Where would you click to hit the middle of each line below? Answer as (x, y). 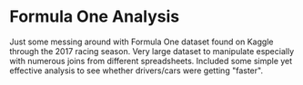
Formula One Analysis (95, 17)
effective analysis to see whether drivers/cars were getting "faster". (136, 71)
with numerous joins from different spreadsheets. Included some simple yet (151, 61)
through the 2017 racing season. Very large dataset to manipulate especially (152, 51)
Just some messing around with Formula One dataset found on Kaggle (141, 42)
